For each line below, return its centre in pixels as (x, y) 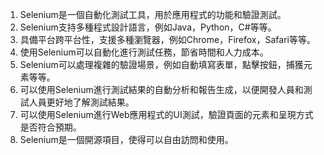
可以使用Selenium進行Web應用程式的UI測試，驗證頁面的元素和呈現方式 (166, 114)
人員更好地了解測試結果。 (81, 102)
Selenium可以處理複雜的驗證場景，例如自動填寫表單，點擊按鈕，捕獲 (161, 64)
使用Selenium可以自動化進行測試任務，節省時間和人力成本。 (144, 52)
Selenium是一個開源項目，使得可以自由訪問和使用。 (126, 139)
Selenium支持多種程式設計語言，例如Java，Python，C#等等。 (148, 27)
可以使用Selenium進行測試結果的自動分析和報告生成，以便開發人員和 (161, 89)
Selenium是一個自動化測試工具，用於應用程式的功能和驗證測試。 (153, 14)
